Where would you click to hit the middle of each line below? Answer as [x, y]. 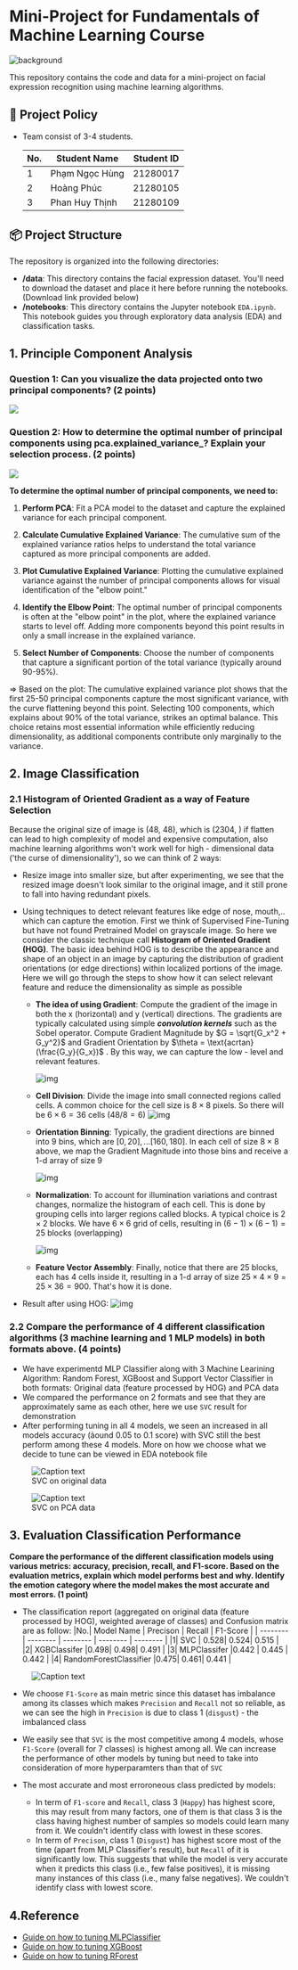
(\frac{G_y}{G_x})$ [70, 1052]
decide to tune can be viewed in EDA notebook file [115, 1454]
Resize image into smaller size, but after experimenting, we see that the [153, 875]
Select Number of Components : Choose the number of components [148, 653]
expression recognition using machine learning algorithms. [117, 86]
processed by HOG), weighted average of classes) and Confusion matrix [155, 1621]
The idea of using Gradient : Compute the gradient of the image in [156, 1005]
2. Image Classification [74, 773]
